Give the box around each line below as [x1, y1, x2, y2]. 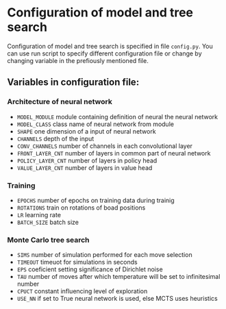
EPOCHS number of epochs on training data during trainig [16, 196, 175, 204]
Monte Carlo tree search [7, 235, 90, 245]
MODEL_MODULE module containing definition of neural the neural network [16, 112, 218, 121]
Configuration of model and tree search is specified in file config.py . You [7, 42, 214, 50]
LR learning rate [16, 210, 62, 219]
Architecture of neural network [7, 97, 113, 107]
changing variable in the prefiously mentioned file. [7, 56, 149, 64]
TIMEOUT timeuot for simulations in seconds [16, 258, 138, 267]
